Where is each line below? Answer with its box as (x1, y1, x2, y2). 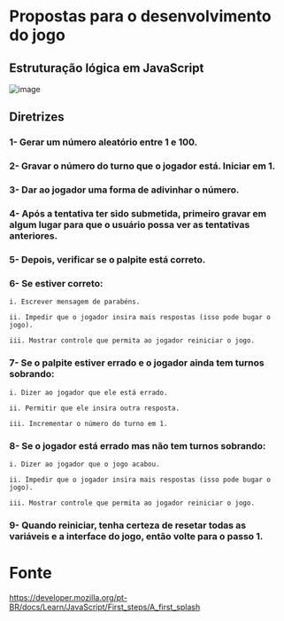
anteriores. (9, 230, 58, 242)
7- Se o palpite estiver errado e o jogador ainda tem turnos (9, 357, 265, 369)
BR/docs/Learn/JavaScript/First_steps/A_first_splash (9, 601, 201, 612)
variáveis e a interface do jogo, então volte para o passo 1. (9, 530, 264, 542)
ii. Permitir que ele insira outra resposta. (9, 404, 180, 413)
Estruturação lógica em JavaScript (9, 60, 204, 75)
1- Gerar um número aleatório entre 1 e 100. (9, 136, 197, 148)
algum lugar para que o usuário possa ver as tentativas (9, 219, 250, 232)
